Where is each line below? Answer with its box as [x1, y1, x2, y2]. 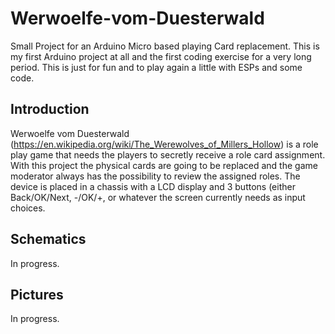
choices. [10, 202, 46, 214]
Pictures [10, 286, 64, 303]
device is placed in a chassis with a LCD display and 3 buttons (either [10, 180, 296, 192]
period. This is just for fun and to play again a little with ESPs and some [10, 61, 303, 73]
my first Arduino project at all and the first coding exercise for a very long [10, 50, 312, 62]
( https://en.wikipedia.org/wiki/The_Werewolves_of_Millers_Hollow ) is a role [10, 138, 319, 150]
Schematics [10, 231, 87, 248]
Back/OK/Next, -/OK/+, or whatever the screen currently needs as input [10, 191, 306, 203]
